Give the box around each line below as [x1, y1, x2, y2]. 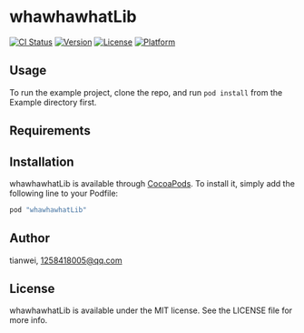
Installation [9, 154, 74, 169]
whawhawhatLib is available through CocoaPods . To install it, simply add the [9, 177, 295, 188]
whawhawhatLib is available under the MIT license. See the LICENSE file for [9, 305, 293, 316]
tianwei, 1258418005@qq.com [9, 255, 123, 266]
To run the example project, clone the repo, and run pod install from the [9, 86, 283, 97]
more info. [9, 315, 48, 326]
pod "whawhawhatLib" [9, 205, 88, 215]
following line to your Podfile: [9, 187, 119, 198]
